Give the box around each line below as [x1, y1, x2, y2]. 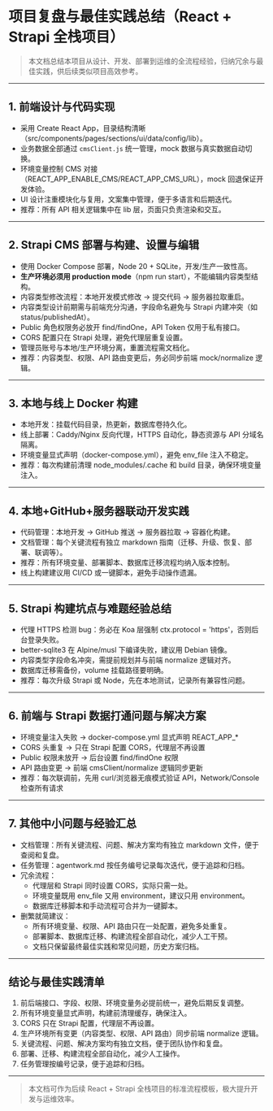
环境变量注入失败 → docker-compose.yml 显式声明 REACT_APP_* [19, 732, 239, 742]
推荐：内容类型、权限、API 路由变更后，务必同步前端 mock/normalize [19, 353, 254, 362]
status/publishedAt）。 [19, 312, 95, 322]
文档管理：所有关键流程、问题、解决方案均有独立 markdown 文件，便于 [19, 840, 260, 849]
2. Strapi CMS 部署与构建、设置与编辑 [8, 238, 200, 252]
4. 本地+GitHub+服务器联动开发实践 [8, 504, 189, 518]
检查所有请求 [19, 783, 63, 792]
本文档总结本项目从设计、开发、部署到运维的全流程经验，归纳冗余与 [28, 56, 257, 66]
